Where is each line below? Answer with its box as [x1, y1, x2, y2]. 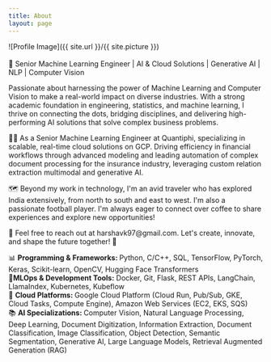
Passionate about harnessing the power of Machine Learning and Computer [8, 82, 261, 93]
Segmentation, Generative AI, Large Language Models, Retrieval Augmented [8, 336, 263, 346]
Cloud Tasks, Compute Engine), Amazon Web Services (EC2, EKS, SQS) [8, 298, 248, 308]
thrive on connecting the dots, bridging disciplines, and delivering [8, 108, 227, 118]
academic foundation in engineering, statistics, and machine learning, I [8, 100, 244, 110]
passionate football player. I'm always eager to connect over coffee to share [8, 204, 261, 213]
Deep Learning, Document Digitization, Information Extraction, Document [8, 319, 252, 329]
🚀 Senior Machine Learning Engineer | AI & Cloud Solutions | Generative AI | [8, 58, 260, 69]
